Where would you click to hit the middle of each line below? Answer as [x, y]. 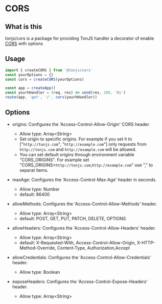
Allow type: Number [40, 189]
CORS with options [24, 44]
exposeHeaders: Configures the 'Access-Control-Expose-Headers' [80, 281]
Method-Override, [38, 248]
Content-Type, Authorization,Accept [93, 248]
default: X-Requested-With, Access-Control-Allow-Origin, [78, 242]
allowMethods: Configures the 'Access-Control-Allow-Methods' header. [85, 204]
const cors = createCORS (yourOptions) [45, 79]
